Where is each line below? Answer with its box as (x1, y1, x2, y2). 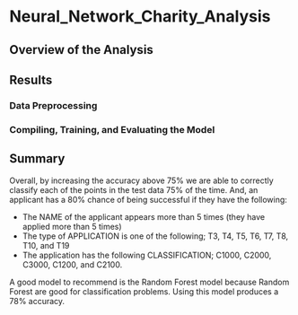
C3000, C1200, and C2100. (22, 258, 123, 270)
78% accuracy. (9, 295, 66, 306)
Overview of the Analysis (9, 42, 154, 57)
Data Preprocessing (9, 99, 98, 111)
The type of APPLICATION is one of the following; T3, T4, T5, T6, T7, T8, (22, 231, 289, 241)
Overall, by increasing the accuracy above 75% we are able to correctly (9, 175, 274, 186)
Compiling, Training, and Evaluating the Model (9, 123, 215, 136)
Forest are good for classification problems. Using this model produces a (9, 285, 279, 297)
